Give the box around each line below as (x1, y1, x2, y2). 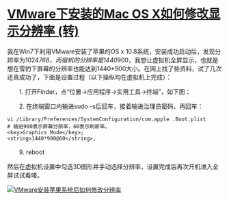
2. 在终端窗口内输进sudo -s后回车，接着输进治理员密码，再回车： (18, 102, 204, 110)
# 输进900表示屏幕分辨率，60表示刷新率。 (7, 123, 111, 130)
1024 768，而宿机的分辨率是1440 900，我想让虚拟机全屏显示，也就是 (25, 55, 219, 64)
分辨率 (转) (19, 23, 79, 39)
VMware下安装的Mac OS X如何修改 (7, 6, 209, 22)
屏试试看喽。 (7, 171, 43, 179)
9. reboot (18, 148, 45, 156)
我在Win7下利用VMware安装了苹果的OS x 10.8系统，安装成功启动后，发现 (7, 47, 215, 55)
